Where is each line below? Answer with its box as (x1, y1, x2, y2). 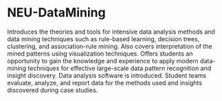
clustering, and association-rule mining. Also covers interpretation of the (7, 42, 212, 50)
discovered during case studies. (7, 86, 98, 94)
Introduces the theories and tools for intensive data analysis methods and (7, 27, 215, 36)
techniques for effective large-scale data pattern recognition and (27, 64, 212, 72)
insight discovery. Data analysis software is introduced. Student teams (7, 71, 206, 80)
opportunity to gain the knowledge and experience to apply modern (7, 56, 199, 65)
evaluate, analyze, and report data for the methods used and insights (7, 78, 203, 87)
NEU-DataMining (7, 5, 106, 21)
